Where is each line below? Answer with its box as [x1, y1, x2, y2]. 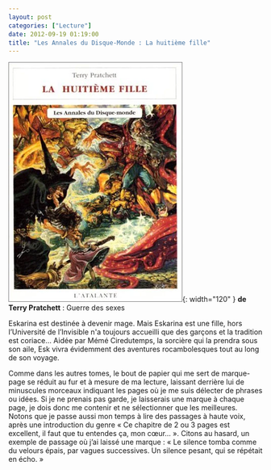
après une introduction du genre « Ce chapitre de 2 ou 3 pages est [8, 420, 231, 430]
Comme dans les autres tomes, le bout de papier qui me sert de [8, 368, 220, 379]
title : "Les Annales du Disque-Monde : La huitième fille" [8, 39, 211, 47]
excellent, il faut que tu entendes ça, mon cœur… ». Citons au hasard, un [8, 429, 250, 439]
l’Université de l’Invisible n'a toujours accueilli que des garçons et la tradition [8, 327, 263, 337]
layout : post [8, 13, 52, 21]
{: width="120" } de [182, 295, 247, 304]
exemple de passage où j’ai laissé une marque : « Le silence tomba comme [8, 437, 257, 447]
